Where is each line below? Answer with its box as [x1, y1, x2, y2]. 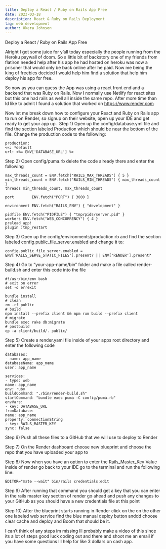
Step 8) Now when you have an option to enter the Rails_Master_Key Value [5, 459, 157, 465]
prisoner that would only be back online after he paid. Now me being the [5, 65, 153, 71]
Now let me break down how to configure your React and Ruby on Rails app [5, 110, 159, 116]
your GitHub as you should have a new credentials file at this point [5, 498, 140, 504]
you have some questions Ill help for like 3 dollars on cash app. [5, 539, 133, 545]
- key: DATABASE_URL [5, 404, 48, 409]
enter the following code [5, 342, 55, 348]
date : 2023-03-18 [5, 12, 41, 17]
